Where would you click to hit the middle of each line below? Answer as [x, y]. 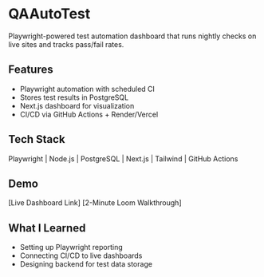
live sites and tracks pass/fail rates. [66, 44]
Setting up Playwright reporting [71, 247]
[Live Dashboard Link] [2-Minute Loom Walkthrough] [95, 203]
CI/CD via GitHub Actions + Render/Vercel [89, 114]
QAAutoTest [49, 14]
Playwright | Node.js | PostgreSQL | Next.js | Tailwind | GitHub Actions [123, 158]
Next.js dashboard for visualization [77, 105]
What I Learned [47, 228]
